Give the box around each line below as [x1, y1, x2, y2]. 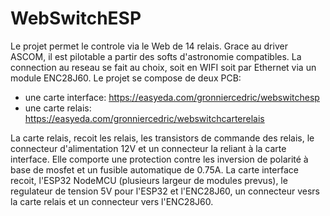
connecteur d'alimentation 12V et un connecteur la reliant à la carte [10, 142, 287, 154]
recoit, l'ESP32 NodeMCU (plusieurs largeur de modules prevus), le [10, 174, 288, 186]
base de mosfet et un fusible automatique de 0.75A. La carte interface [10, 163, 299, 176]
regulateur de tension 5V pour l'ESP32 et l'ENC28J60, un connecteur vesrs [10, 185, 321, 197]
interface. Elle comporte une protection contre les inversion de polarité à [10, 153, 309, 165]
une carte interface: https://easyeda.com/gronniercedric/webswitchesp [24, 91, 320, 103]
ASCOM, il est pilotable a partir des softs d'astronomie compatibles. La [10, 50, 302, 62]
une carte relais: [24, 102, 92, 114]
